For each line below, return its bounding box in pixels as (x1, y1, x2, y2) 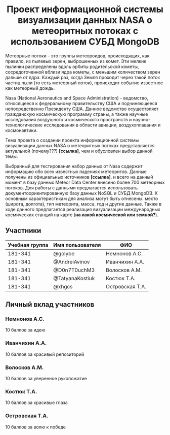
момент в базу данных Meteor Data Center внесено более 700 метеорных (5, 179, 165, 185)
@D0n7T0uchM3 (53, 266, 95, 274)
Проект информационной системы (7, 4, 163, 15)
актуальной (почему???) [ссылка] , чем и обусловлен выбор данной (5, 148, 153, 154)
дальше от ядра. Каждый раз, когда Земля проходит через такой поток (5, 74, 160, 80)
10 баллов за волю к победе (5, 424, 66, 430)
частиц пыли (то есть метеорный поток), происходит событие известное (5, 80, 163, 86)
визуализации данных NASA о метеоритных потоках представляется (5, 142, 155, 148)
